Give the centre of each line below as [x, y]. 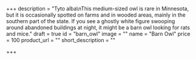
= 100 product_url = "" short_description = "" [61, 40]
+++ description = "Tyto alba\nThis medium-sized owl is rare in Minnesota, [97, 9]
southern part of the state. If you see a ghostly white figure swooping [91, 21]
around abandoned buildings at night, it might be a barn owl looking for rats [98, 27]
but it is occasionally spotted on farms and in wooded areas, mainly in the [96, 15]
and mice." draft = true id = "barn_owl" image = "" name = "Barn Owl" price [98, 34]
